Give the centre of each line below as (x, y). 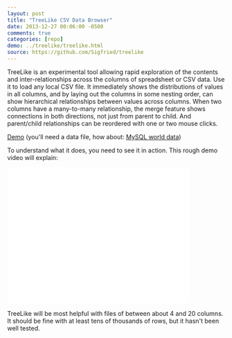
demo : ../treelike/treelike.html (55, 46)
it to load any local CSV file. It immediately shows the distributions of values (115, 87)
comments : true (29, 33)
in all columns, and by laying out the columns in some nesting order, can (110, 94)
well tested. (24, 328)
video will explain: (33, 157)
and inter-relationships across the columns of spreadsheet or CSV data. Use (116, 79)
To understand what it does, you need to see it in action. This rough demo (113, 150)
